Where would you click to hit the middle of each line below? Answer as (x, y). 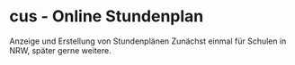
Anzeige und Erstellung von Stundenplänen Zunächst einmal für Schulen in (148, 41)
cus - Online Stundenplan (107, 16)
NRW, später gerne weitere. (60, 50)
